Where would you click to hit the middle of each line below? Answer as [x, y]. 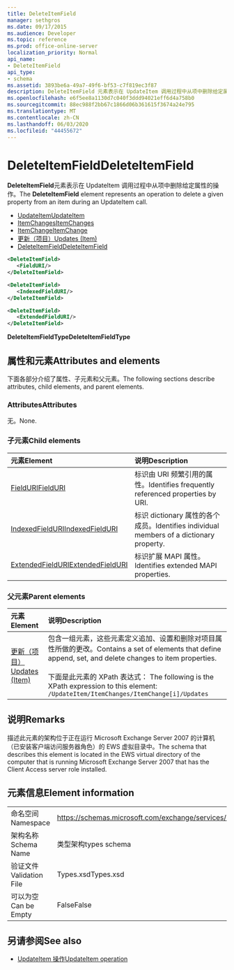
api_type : [22, 72]
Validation [27, 875]
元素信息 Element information [71, 793]
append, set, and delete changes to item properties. [132, 658]
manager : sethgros [34, 20]
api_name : [22, 59]
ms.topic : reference [37, 40]
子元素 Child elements [44, 441]
